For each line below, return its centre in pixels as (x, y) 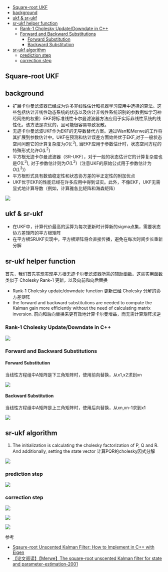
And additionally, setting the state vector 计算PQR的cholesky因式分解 (84, 451)
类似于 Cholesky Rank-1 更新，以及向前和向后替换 (56, 280)
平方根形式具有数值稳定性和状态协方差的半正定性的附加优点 (74, 175)
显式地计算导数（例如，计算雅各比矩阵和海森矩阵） (65, 188)
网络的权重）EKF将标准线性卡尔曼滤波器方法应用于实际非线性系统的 (86, 119)
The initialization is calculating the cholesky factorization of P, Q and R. (85, 445)
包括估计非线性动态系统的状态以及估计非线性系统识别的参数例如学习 (87, 112)
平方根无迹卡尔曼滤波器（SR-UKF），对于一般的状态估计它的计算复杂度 (85, 156)
